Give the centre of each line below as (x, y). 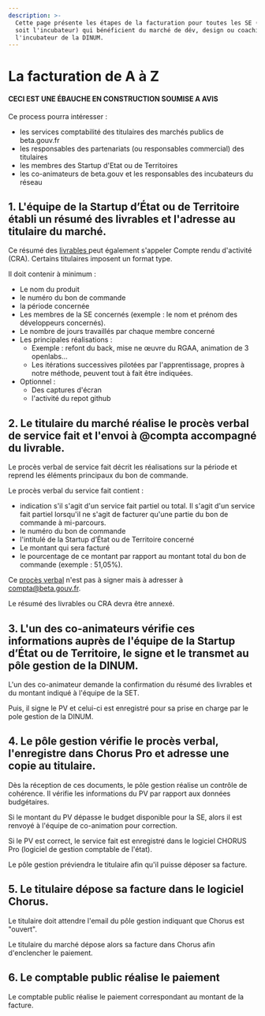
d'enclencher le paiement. (50, 953)
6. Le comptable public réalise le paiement (114, 978)
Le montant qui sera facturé (65, 548)
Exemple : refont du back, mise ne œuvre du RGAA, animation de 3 (140, 348)
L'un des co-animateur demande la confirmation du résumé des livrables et (130, 684)
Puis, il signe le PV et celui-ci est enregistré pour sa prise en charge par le (128, 708)
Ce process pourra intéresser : (58, 116)
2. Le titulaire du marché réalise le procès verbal (129, 423)
